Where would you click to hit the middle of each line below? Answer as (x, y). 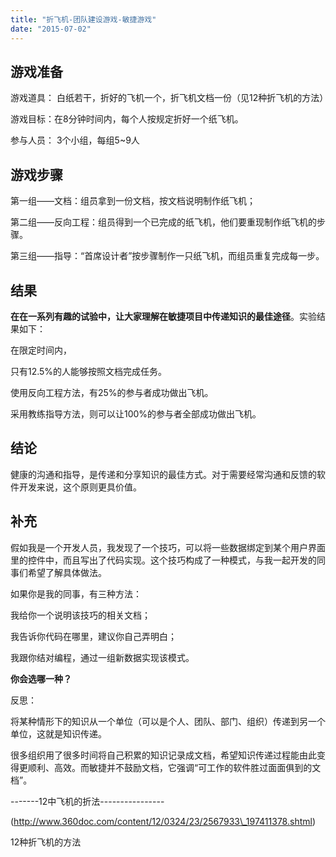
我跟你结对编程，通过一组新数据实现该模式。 (102, 657)
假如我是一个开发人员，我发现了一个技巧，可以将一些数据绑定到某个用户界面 (168, 547)
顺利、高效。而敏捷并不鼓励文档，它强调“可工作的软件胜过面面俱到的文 (174, 767)
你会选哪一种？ (41, 678)
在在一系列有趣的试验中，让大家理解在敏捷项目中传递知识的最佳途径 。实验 (163, 316)
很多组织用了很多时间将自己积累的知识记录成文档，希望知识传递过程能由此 (163, 755)
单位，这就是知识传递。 (58, 733)
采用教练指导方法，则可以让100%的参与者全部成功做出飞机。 (136, 413)
